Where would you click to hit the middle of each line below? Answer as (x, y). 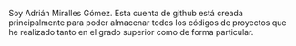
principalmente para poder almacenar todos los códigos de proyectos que (148, 23)
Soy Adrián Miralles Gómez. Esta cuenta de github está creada (126, 13)
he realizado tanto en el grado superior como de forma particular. (131, 32)
